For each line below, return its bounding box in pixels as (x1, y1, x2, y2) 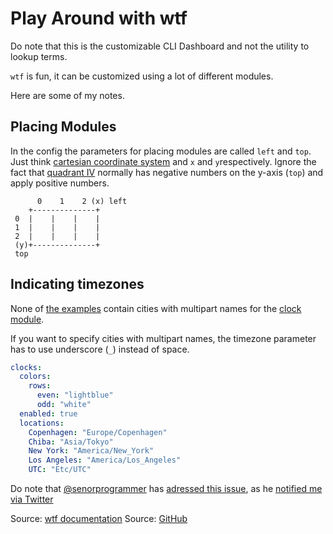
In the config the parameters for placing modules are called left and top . (10, 145, 312, 157)
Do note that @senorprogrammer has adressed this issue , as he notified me (10, 483, 323, 495)
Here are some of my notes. (10, 89, 125, 101)
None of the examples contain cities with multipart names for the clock (10, 302, 302, 314)
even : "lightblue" (36, 390, 114, 401)
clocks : (10, 362, 43, 372)
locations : (19, 418, 65, 428)
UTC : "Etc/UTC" (28, 465, 92, 475)
